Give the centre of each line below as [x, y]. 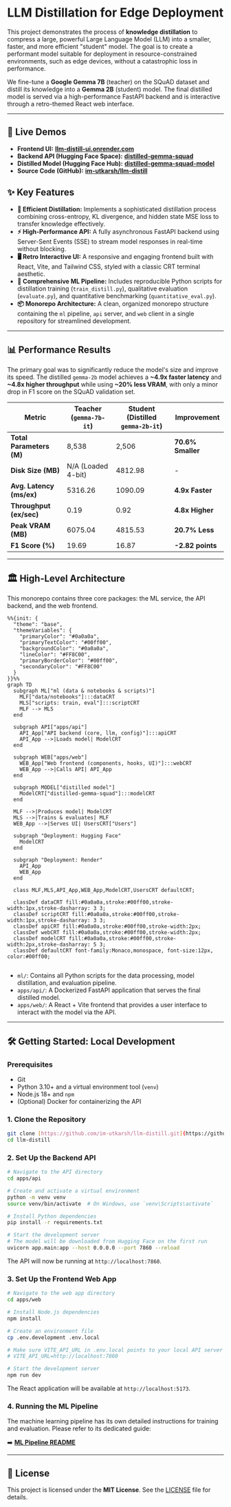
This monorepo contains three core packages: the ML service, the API [106, 599]
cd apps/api [24, 1178]
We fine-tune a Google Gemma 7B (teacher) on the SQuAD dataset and [108, 81]
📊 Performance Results [59, 350]
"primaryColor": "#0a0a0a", [59, 636]
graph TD [20, 685]
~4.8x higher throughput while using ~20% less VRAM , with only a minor [113, 385]
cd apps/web [24, 1300]
